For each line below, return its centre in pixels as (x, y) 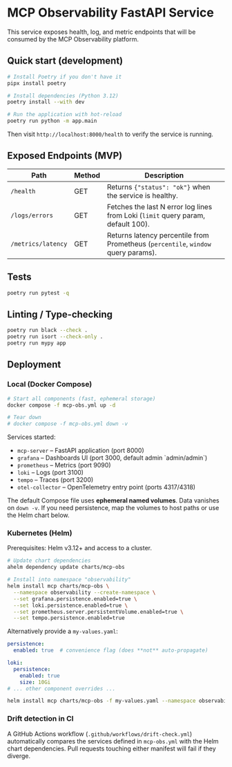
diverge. (19, 756)
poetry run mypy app (37, 343)
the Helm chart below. (38, 515)
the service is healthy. (142, 195)
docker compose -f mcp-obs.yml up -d (61, 405)
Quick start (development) (65, 61)
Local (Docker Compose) (50, 385)
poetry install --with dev (46, 102)
